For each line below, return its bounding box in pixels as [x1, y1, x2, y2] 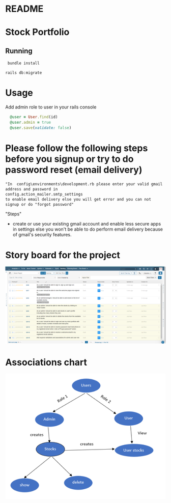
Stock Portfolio [5, 26, 70, 38]
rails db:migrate [5, 70, 42, 75]
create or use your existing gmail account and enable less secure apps [12, 220, 161, 227]
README [5, 3, 44, 15]
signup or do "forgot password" [5, 202, 74, 207]
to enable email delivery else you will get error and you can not [5, 197, 152, 202]
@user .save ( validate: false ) [10, 125, 72, 130]
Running [5, 46, 33, 55]
